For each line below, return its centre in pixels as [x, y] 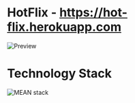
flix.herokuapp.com [64, 27]
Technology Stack [60, 74]
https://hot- [93, 13]
